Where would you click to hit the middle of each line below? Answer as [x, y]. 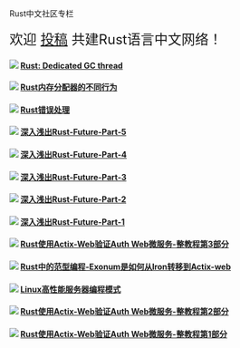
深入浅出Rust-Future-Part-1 [72, 222]
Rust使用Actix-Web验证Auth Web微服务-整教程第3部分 [125, 244]
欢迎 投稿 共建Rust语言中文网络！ [116, 39]
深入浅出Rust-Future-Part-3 [73, 177]
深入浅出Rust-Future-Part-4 [73, 154]
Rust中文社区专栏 [42, 14]
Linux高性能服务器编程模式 [71, 289]
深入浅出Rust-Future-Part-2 [73, 199]
